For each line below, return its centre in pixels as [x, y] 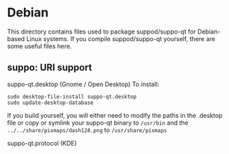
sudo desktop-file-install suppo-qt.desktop [72, 97]
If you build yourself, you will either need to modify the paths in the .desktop [115, 115]
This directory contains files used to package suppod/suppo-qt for [101, 31]
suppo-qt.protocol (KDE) [42, 143]
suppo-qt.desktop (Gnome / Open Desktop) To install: [83, 84]
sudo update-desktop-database [51, 103]
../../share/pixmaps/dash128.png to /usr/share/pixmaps [87, 130]
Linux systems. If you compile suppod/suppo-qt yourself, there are [121, 38]
